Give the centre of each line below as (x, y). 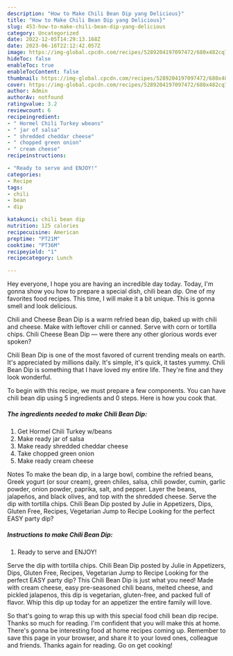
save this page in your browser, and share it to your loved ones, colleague (113, 638)
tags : (15, 187)
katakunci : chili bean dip (46, 219)
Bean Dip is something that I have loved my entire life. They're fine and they (115, 370)
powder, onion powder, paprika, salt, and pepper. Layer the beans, (102, 489)
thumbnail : (23, 78)
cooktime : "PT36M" (34, 245)
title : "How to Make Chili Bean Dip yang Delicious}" (87, 20)
